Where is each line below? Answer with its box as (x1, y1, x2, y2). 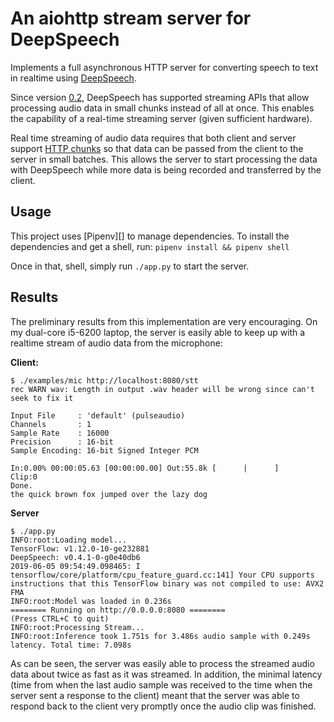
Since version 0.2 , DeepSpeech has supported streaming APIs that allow (10, 91, 310, 103)
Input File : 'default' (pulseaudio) (10, 410, 186, 421)
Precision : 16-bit (10, 437, 114, 447)
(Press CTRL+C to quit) (10, 613, 110, 624)
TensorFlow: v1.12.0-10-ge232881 (10, 543, 150, 554)
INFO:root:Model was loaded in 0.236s (10, 596, 172, 606)
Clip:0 (10, 472, 38, 482)
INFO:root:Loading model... (10, 535, 128, 545)
